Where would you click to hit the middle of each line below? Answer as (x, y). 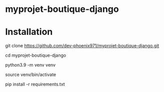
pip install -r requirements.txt (35, 84)
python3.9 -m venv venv (30, 65)
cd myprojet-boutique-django (36, 55)
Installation (29, 32)
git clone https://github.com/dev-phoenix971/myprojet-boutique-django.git (82, 46)
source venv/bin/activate (31, 75)
